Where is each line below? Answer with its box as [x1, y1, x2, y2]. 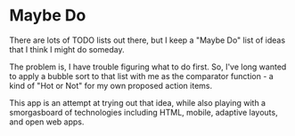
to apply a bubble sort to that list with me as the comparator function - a [9, 70, 274, 81]
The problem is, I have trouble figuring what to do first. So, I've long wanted [9, 61, 287, 72]
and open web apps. [9, 116, 85, 127]
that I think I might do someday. [9, 44, 125, 54]
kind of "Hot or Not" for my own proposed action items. [9, 80, 212, 91]
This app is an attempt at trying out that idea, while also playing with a [9, 97, 266, 108]
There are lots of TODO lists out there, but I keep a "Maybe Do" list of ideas [9, 35, 286, 45]
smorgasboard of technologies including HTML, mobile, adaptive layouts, [9, 107, 278, 117]
